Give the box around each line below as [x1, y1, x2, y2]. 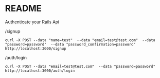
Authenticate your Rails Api [5, 19, 59, 25]
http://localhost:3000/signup [5, 46, 67, 51]
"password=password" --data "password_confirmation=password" [5, 42, 136, 47]
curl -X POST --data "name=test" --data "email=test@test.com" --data [5, 37, 156, 43]
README [5, 3, 42, 14]
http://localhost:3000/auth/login [5, 68, 75, 73]
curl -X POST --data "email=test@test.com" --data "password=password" [5, 64, 156, 69]
